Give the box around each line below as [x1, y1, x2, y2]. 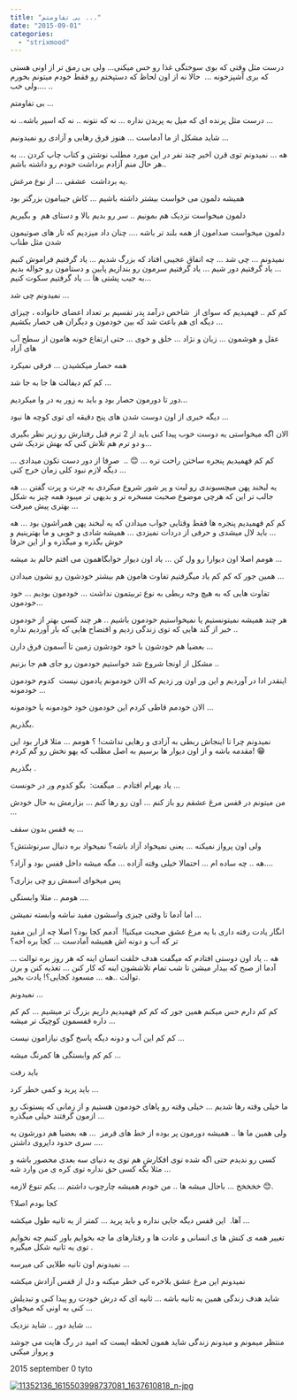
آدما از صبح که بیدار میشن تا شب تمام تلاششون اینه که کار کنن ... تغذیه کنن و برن [10, 962, 277, 973]
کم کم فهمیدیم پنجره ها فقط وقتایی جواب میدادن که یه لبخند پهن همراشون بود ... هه [10, 518, 286, 528]
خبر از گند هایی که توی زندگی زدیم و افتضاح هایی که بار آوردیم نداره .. [10, 624, 239, 635]
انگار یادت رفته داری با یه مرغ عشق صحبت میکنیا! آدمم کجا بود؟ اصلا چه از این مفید [10, 927, 286, 937]
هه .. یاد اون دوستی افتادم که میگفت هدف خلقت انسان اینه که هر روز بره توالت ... [10, 953, 279, 964]
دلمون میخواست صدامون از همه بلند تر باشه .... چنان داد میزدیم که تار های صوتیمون [10, 227, 286, 238]
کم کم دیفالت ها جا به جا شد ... [10, 377, 112, 388]
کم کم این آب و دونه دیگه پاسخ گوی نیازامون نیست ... [10, 1033, 185, 1043]
